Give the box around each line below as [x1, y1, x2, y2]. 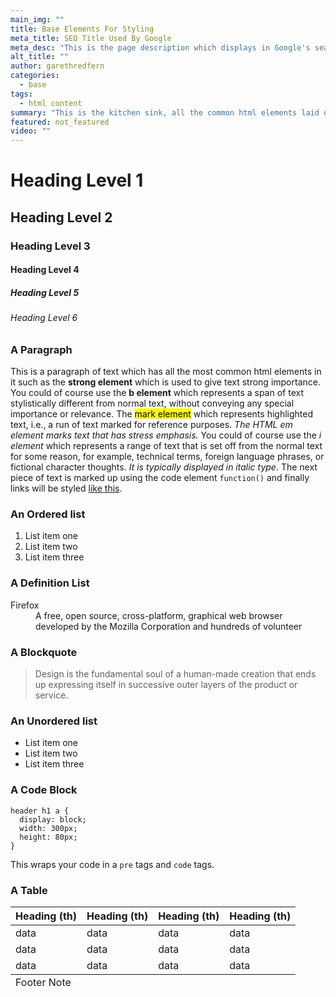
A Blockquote [10, 645, 78, 659]
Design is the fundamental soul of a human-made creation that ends [34, 668, 317, 680]
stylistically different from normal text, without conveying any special [10, 397, 295, 410]
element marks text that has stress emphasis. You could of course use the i [10, 429, 322, 441]
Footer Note [15, 975, 72, 989]
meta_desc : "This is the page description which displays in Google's [10, 42, 311, 53]
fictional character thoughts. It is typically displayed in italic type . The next [10, 461, 318, 473]
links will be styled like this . [10, 482, 123, 495]
